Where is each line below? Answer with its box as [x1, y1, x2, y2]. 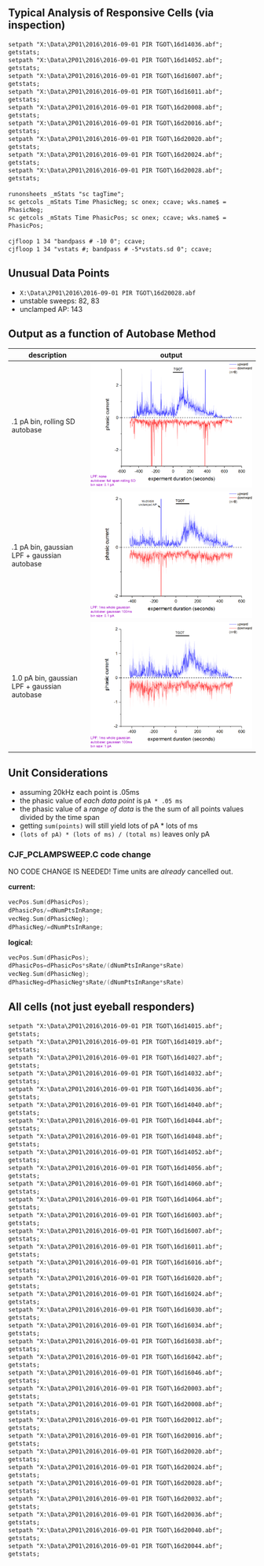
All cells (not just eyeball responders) [8, 1000, 195, 1014]
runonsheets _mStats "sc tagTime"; [8, 190, 125, 198]
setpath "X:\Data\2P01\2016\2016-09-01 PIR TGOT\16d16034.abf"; [8, 1321, 223, 1330]
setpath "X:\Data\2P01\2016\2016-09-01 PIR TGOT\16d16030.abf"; [8, 1305, 223, 1314]
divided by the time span [19, 812, 100, 822]
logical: [8, 937, 33, 947]
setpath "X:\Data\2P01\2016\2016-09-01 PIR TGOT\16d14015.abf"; [8, 1022, 223, 1030]
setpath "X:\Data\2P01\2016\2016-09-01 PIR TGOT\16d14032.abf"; [8, 1069, 223, 1078]
